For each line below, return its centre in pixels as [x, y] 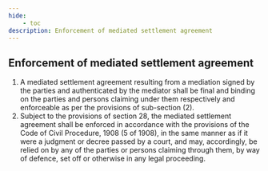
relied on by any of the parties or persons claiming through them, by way [140, 150]
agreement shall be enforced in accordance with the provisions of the [134, 125]
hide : [17, 16]
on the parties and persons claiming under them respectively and [127, 99]
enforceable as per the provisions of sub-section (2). [107, 108]
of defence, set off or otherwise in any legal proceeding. [113, 159]
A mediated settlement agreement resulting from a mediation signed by [137, 82]
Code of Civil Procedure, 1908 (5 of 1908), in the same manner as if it [134, 133]
